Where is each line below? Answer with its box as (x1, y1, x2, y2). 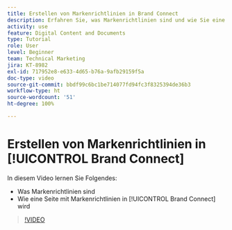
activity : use (7, 23, 49, 30)
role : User (7, 42, 39, 49)
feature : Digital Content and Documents (7, 29, 126, 37)
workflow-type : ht (7, 87, 60, 94)
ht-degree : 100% (7, 100, 54, 107)
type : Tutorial (7, 36, 51, 43)
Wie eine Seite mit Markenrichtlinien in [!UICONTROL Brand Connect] (17, 195, 216, 203)
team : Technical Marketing (7, 55, 85, 62)
